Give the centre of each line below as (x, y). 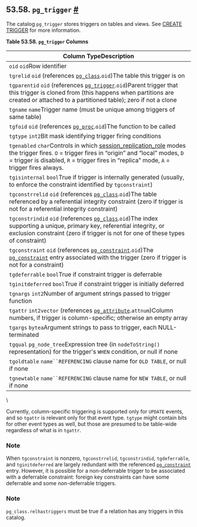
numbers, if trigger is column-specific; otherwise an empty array (98, 317)
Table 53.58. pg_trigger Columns (47, 41)
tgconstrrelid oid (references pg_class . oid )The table (83, 194)
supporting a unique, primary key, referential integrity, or (87, 226)
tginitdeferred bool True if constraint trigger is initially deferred (96, 284)
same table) (26, 117)
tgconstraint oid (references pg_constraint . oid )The (81, 250)
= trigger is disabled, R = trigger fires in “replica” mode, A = (89, 160)
